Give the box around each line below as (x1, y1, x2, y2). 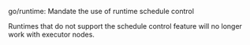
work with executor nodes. (8, 30, 95, 39)
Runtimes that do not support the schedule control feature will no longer (8, 22, 243, 30)
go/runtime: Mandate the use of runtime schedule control (8, 7, 195, 16)
